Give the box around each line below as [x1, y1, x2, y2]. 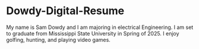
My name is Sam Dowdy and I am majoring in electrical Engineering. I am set [6, 24, 194, 31]
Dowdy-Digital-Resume [6, 4, 125, 18]
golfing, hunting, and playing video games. [6, 36, 111, 43]
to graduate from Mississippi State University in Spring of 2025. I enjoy [6, 30, 179, 37]
